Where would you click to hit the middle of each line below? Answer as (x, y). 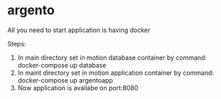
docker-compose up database (62, 65)
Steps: (17, 43)
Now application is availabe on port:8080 (78, 88)
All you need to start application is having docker (79, 30)
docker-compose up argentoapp (65, 80)
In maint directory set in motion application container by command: (116, 73)
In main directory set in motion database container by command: (112, 57)
